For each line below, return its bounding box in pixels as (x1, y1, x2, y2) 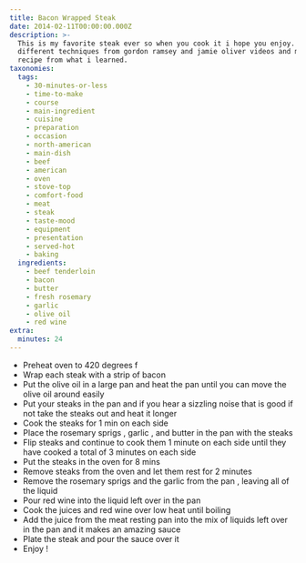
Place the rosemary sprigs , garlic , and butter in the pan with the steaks (22, 427, 293, 437)
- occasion (25, 132, 67, 141)
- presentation (25, 233, 84, 242)
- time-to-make (25, 89, 84, 98)
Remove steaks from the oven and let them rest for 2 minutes (22, 466, 252, 477)
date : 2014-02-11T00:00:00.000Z (9, 22, 132, 31)
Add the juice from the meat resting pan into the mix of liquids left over (22, 514, 289, 525)
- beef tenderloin (25, 267, 96, 276)
